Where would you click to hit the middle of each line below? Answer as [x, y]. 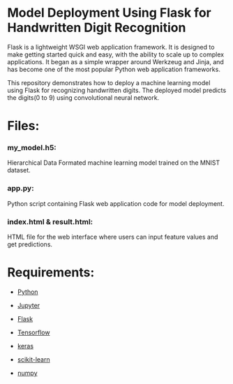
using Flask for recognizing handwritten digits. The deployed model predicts [117, 90]
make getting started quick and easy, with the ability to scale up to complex [116, 54]
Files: [23, 126]
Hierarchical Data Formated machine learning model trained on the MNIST [114, 163]
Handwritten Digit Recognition [97, 28]
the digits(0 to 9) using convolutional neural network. [83, 97]
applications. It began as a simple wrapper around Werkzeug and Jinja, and [116, 61]
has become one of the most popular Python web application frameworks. [114, 69]
